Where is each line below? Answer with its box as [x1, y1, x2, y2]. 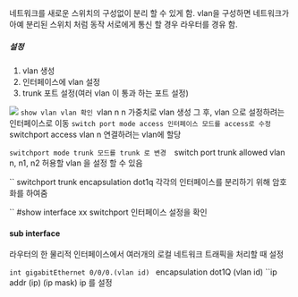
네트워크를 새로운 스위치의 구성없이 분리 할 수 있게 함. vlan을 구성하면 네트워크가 [9, 8, 289, 18]
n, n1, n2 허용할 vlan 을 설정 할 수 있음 [9, 157, 143, 168]
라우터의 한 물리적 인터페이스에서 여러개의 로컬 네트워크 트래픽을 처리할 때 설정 [9, 249, 285, 259]
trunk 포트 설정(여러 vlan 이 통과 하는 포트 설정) [21, 88, 190, 98]
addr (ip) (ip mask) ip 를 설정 [9, 277, 113, 288]
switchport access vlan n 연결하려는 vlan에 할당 [9, 129, 182, 140]
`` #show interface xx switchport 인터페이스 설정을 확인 [9, 207, 208, 217]
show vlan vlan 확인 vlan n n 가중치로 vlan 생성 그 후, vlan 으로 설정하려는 [20, 106, 285, 117]
